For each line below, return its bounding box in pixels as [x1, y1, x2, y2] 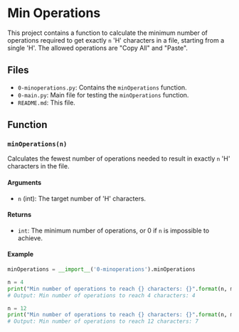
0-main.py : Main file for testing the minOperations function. [17, 90, 189, 99]
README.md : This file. [17, 98, 76, 107]
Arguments [7, 178, 42, 187]
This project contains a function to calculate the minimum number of [7, 28, 208, 37]
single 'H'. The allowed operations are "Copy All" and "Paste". [7, 43, 188, 52]
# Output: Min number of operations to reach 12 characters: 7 [7, 318, 199, 325]
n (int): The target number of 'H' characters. [17, 194, 147, 203]
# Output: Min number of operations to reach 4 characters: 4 [7, 291, 196, 299]
